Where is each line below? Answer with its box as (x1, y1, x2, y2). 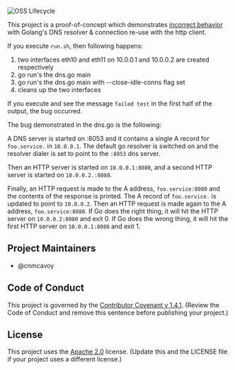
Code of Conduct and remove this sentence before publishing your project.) (7, 308, 229, 317)
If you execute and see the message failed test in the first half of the (7, 99, 212, 108)
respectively (17, 63, 55, 71)
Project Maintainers (7, 242, 96, 254)
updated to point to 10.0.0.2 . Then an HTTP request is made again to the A (7, 199, 227, 208)
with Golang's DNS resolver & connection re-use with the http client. (7, 28, 207, 36)
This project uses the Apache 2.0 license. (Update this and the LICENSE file (7, 347, 228, 356)
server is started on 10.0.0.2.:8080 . (7, 171, 113, 179)
